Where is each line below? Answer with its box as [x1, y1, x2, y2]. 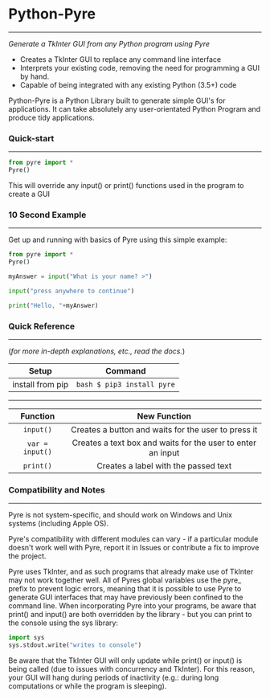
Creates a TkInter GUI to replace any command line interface [19, 54, 222, 64]
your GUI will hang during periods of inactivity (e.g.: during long [8, 672, 219, 682]
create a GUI [8, 189, 51, 198]
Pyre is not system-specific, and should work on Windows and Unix [8, 510, 233, 520]
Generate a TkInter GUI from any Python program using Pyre [8, 39, 211, 48]
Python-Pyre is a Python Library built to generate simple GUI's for [8, 96, 226, 105]
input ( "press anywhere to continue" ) [8, 287, 135, 295]
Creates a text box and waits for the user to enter [72, 437, 257, 448]
